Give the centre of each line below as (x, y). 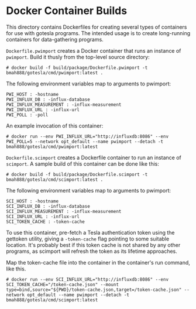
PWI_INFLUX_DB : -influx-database (48, 99)
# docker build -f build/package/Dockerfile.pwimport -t (77, 68)
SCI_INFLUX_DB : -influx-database (48, 206)
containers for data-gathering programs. (55, 39)
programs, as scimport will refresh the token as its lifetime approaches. (92, 251)
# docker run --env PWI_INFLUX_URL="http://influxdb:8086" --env (87, 136)
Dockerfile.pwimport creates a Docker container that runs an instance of (94, 50)
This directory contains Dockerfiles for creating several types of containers (97, 27)
